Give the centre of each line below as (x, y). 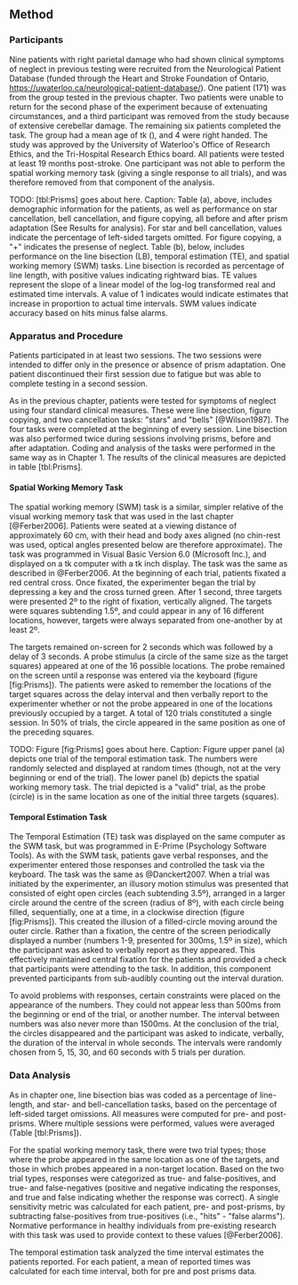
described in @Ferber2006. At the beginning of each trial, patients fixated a (148, 574)
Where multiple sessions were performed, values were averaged (157, 1123)
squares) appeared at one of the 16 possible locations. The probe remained (147, 666)
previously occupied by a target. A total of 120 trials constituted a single (141, 713)
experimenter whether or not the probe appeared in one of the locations (141, 704)
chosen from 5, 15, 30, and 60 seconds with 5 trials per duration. (128, 1052)
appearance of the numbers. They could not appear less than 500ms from (145, 1005)
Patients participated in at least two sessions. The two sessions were (136, 355)
